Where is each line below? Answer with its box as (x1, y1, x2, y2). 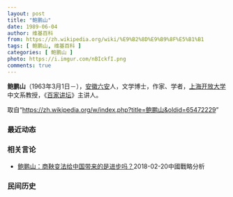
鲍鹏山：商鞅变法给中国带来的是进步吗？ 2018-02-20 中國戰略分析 (17, 161, 205, 171)
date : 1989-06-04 (7, 23, 58, 30)
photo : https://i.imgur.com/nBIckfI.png (7, 56, 127, 63)
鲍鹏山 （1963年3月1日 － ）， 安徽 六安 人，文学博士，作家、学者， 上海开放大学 (7, 81, 227, 90)
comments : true (7, 62, 52, 69)
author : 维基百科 (7, 29, 54, 37)
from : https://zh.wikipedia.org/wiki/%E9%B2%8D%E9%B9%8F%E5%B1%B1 (7, 36, 204, 43)
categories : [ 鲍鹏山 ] (7, 49, 73, 56)
